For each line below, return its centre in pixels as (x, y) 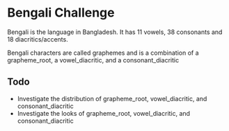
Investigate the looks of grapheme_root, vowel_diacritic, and (103, 113)
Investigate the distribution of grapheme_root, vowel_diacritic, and (112, 98)
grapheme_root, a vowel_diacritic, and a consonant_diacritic (93, 60)
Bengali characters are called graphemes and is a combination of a (103, 53)
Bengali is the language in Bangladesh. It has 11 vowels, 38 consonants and (115, 32)
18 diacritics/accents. (38, 39)
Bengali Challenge (61, 13)
